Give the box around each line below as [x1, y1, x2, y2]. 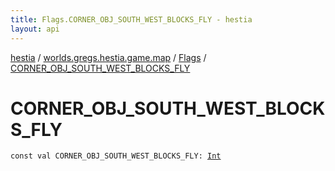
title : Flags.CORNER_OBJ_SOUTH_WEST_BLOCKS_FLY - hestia [10, 14, 253, 25]
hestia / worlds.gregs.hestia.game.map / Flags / [10, 51, 207, 63]
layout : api [10, 24, 60, 34]
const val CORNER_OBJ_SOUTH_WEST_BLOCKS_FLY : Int [10, 151, 222, 161]
